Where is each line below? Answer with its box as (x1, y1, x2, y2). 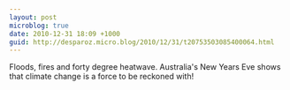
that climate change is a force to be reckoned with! (9, 71, 195, 82)
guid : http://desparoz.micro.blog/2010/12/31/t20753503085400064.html (9, 37, 275, 47)
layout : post (9, 12, 57, 22)
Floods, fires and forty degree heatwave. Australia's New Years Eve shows (9, 62, 281, 72)
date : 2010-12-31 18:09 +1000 (9, 29, 121, 38)
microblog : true (9, 21, 69, 30)
